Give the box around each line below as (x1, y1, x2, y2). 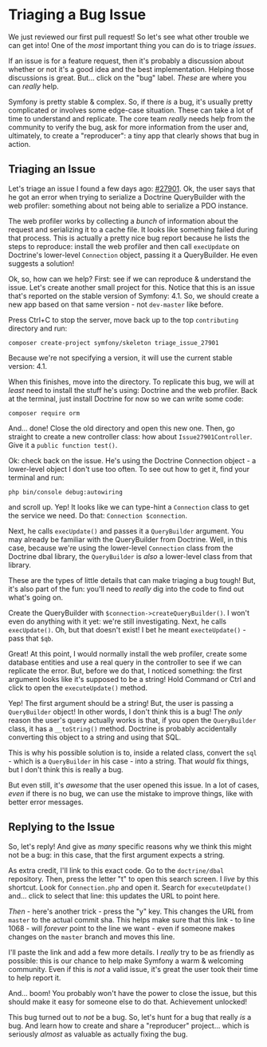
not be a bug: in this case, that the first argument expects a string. (8, 850, 226, 859)
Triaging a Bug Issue (8, 6, 147, 24)
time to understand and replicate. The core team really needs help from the (8, 113, 255, 123)
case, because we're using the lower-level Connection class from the (8, 543, 234, 553)
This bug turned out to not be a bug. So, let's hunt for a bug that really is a (8, 1012, 252, 1021)
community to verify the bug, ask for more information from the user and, (8, 122, 249, 132)
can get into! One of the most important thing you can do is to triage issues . (8, 40, 257, 50)
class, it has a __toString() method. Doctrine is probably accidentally (8, 724, 238, 733)
